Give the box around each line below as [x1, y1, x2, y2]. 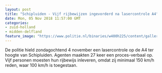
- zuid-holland [5, 25, 36, 30]
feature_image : [5, 34, 36, 39]
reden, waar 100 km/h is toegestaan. [5, 62, 78, 68]
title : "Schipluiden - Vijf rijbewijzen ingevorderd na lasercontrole [5, 12, 150, 16]
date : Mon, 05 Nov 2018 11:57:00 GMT [5, 16, 81, 21]
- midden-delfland [5, 29, 42, 34]
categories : [5, 20, 29, 25]
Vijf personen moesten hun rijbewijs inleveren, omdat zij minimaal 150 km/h [5, 57, 154, 63]
